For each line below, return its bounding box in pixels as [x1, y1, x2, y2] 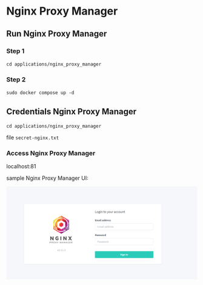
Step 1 [6, 47, 25, 55]
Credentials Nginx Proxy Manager [6, 106, 137, 117]
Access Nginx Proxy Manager [6, 149, 96, 157]
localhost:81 [6, 163, 36, 170]
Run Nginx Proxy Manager [6, 29, 107, 39]
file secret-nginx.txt [6, 134, 59, 141]
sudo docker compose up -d [6, 90, 75, 96]
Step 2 [6, 75, 26, 83]
